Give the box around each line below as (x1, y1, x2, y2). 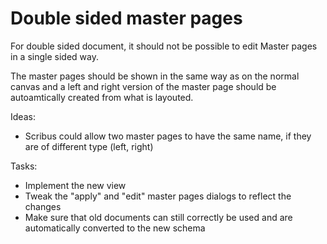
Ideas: (10, 110, 36, 122)
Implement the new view (24, 179, 127, 191)
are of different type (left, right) (24, 140, 154, 152)
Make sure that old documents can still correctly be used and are (24, 211, 293, 223)
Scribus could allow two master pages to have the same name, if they (24, 130, 312, 142)
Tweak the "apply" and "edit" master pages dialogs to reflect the (24, 190, 292, 202)
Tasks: (10, 160, 38, 172)
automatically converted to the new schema (24, 222, 206, 234)
